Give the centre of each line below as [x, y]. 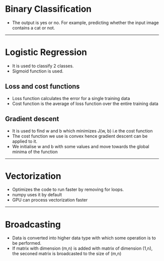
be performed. [27, 243]
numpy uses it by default [37, 195]
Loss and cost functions [42, 87]
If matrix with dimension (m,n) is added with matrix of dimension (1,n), [82, 248]
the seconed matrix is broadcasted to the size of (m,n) [67, 254]
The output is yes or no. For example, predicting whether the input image [85, 23]
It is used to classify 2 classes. [43, 66]
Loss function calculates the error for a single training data [71, 98]
